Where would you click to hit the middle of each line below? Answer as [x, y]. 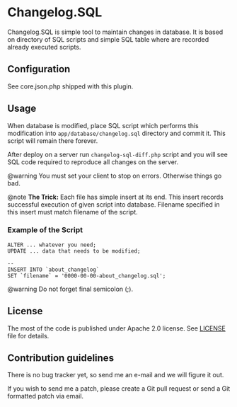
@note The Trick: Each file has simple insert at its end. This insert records [116, 197]
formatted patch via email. [45, 396]
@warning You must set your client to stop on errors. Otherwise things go [115, 176]
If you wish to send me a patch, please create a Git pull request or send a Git [119, 389]
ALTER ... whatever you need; [52, 245]
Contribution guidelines [61, 358]
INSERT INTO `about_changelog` [53, 270]
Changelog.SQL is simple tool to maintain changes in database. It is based [115, 32]
